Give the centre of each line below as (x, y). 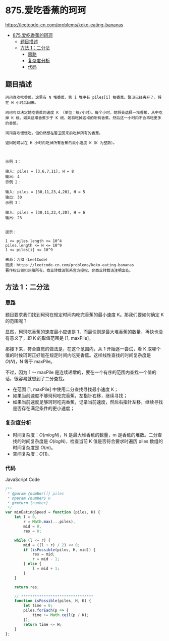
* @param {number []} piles (36, 493)
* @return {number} (28, 503)
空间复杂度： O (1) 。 (32, 454)
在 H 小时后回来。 (22, 103)
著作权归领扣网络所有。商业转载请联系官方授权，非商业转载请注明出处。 (69, 270)
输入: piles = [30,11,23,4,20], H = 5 (45, 192)
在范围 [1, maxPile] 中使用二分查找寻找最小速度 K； (65, 389)
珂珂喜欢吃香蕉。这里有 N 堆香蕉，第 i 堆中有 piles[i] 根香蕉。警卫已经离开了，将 (83, 97)
